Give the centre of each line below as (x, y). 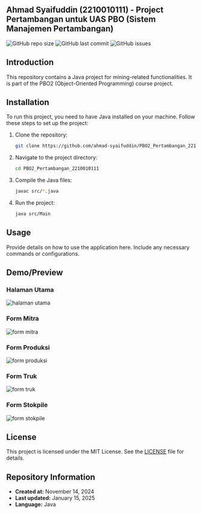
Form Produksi (28, 347)
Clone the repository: (41, 135)
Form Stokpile (27, 405)
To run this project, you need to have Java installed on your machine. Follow (101, 117)
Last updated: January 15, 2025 (55, 498)
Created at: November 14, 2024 (55, 492)
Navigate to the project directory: (56, 158)
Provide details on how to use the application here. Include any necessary (98, 247)
